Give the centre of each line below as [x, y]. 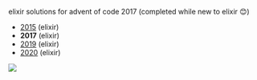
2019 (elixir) [39, 44]
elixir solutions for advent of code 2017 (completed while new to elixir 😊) [129, 12]
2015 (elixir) [39, 27]
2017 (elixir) [40, 36]
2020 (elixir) [40, 52]
